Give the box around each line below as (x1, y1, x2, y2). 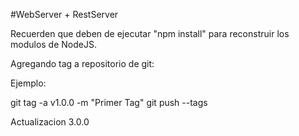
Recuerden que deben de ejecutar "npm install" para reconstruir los (10, 28, 290, 39)
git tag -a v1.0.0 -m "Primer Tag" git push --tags (10, 97, 208, 108)
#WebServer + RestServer (10, 9, 119, 20)
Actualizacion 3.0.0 (10, 116, 90, 128)
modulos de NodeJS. (10, 39, 97, 50)
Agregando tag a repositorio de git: (10, 58, 155, 69)
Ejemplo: (10, 77, 47, 89)
